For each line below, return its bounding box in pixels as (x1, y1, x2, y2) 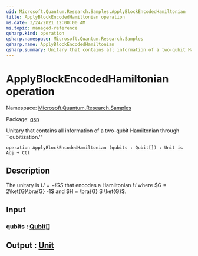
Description (6, 166, 50, 176)
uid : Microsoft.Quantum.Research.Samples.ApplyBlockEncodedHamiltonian (6, 8, 186, 15)
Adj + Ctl (6, 149, 31, 156)
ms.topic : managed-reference (6, 25, 78, 31)
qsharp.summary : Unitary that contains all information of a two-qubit (6, 47, 186, 53)
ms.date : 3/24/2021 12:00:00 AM (6, 19, 85, 25)
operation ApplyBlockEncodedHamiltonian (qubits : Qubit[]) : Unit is (6, 145, 183, 151)
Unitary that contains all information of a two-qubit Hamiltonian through (6, 127, 180, 134)
